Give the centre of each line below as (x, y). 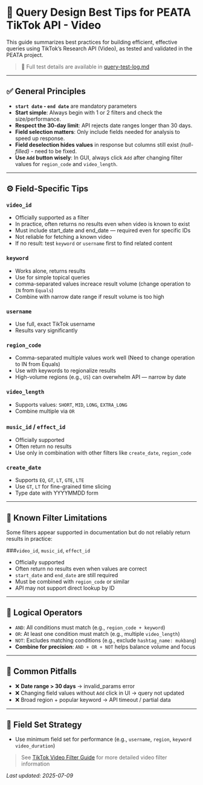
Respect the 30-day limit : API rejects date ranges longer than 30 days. (104, 125)
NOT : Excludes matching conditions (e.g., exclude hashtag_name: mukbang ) (106, 640)
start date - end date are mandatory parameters (76, 106)
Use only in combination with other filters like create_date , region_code (103, 453)
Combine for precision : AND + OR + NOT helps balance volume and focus (105, 646)
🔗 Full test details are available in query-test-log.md (85, 67)
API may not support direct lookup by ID (65, 588)
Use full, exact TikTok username (55, 324)
